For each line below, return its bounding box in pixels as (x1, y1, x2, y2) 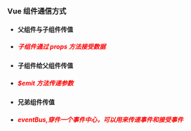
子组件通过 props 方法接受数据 (17, 42, 106, 51)
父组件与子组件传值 (17, 25, 74, 33)
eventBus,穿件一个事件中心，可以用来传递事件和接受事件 (17, 116, 184, 124)
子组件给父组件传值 (17, 61, 74, 70)
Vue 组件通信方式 (7, 6, 67, 15)
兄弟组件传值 (17, 98, 55, 106)
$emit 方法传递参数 (17, 79, 74, 87)
